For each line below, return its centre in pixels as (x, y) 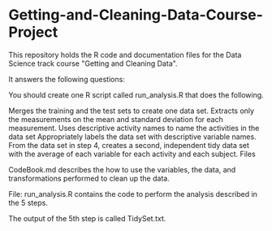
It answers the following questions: (67, 79)
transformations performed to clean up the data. (89, 178)
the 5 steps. (28, 203)
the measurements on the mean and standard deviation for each (116, 119)
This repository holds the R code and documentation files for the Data (125, 54)
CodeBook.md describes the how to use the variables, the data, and (122, 169)
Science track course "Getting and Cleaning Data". (93, 63)
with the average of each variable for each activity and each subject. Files (132, 154)
